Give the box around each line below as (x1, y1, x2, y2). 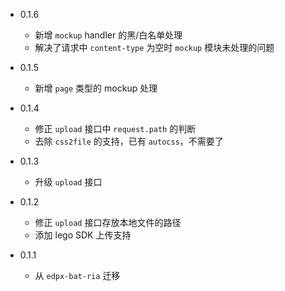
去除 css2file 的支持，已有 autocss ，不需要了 (34, 135, 224, 147)
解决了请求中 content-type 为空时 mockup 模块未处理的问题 (34, 42, 275, 53)
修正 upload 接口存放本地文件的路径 (34, 217, 182, 228)
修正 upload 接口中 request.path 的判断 (34, 123, 197, 134)
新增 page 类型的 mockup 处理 (34, 82, 158, 94)
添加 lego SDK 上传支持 (34, 229, 132, 241)
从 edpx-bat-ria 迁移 (34, 270, 121, 281)
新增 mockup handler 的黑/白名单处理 (34, 29, 183, 41)
